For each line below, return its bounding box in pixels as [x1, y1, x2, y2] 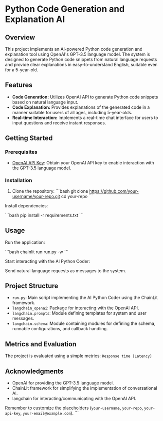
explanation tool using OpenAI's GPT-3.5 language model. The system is [5, 51, 150, 57]
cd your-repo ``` [61, 193, 93, 199]
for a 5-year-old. [5, 67, 38, 73]
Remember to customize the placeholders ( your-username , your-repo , [5, 405, 144, 411]
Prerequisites [5, 149, 37, 156]
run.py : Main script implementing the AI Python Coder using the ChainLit [12, 295, 158, 301]
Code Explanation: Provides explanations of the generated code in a [12, 104, 150, 110]
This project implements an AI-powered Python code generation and [5, 46, 143, 52]
